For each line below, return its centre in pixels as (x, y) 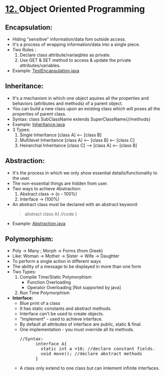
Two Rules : (24, 50)
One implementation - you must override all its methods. (77, 330)
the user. (21, 178)
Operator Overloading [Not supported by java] (74, 288)
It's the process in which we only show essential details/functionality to (85, 173)
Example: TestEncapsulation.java (46, 71)
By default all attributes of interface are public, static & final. (81, 324)
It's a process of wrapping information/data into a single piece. (76, 44)
